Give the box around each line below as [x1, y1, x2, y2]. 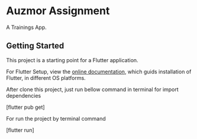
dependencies [6, 92, 41, 99]
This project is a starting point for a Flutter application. [6, 56, 138, 63]
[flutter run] [6, 126, 34, 134]
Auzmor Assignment [6, 4, 110, 18]
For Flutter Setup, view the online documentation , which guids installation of [6, 68, 192, 75]
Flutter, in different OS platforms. [6, 74, 86, 81]
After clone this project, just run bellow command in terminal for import [6, 86, 179, 93]
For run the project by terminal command [6, 115, 106, 122]
